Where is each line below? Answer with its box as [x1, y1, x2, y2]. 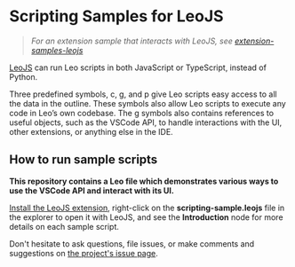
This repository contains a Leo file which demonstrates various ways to [9, 176, 279, 186]
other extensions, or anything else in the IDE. [9, 126, 173, 137]
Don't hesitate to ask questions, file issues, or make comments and [9, 238, 255, 249]
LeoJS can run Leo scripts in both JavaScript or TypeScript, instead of [9, 62, 267, 73]
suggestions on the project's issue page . [9, 247, 158, 258]
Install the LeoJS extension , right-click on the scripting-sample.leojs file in [9, 202, 285, 213]
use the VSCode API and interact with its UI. [9, 185, 175, 196]
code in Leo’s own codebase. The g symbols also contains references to [9, 107, 274, 118]
